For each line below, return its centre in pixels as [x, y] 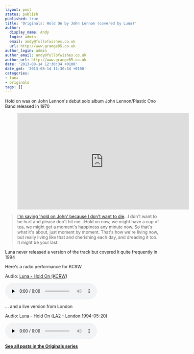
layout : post [18, 10]
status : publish [22, 14]
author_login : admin [26, 50]
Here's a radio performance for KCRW [44, 266]
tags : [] [14, 87]
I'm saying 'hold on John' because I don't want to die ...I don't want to [87, 216]
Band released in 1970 [27, 106]
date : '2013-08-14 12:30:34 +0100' [41, 64]
